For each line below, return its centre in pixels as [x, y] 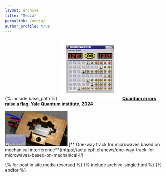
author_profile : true [28, 26]
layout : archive [22, 10]
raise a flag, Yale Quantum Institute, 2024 [49, 104]
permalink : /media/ [25, 21]
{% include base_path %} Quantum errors [81, 99]
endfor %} [16, 170]
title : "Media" [21, 16]
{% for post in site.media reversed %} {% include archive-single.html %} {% [83, 165]
